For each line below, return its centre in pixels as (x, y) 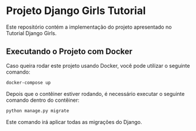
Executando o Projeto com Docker (69, 52)
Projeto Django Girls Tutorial (76, 11)
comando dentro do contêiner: (43, 100)
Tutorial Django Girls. (31, 33)
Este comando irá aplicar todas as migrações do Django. (74, 122)
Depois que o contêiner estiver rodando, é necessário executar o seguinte (95, 94)
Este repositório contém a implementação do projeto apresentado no (89, 27)
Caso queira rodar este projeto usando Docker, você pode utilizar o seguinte (98, 65)
